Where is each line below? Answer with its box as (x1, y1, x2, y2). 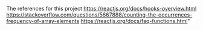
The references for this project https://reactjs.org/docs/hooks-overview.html (6, 5, 197, 12)
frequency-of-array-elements (6, 18, 80, 24)
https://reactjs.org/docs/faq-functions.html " (80, 18, 190, 24)
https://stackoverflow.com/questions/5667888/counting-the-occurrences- (6, 11, 193, 18)
